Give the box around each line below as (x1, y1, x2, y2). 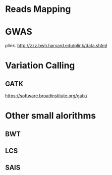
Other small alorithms (5, 110, 96, 121)
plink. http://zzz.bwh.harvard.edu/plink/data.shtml (5, 43, 108, 49)
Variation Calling (5, 60, 75, 71)
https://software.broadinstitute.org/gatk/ (5, 93, 88, 99)
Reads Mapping (5, 3, 71, 15)
